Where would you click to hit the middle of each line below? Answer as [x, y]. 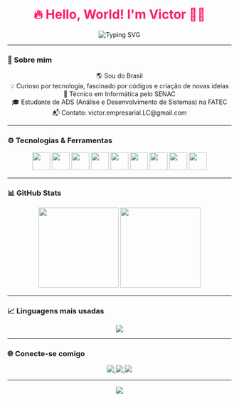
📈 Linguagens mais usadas [56, 311]
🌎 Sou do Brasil [119, 76]
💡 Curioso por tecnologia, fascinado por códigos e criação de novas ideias [119, 86]
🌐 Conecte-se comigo [46, 354]
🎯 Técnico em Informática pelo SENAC [119, 94]
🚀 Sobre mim [30, 60]
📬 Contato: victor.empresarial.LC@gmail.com [119, 113]
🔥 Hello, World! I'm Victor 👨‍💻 [119, 15]
